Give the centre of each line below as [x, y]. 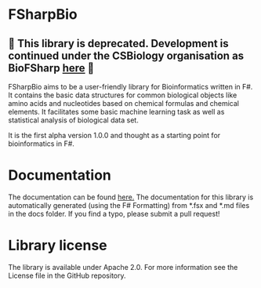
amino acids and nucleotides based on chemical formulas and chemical [123, 103]
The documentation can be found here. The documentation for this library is [131, 197]
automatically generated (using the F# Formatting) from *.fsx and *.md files [129, 205]
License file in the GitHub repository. [67, 275]
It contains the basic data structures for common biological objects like [123, 95]
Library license [58, 246]
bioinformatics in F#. [41, 144]
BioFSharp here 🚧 [51, 68]
